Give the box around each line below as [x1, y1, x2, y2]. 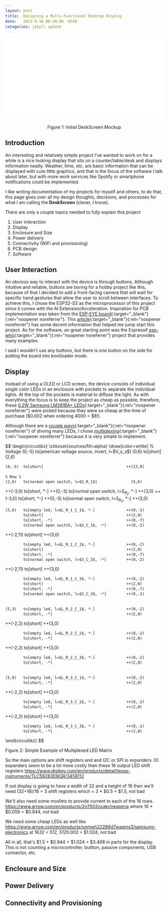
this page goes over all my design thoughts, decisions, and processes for [5, 194, 156, 200]
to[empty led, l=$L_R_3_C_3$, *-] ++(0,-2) [23, 724, 144, 729]
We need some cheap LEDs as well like [5, 819, 86, 825]
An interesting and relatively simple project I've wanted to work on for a [5, 152, 153, 158]
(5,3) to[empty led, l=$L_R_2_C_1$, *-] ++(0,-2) [5, 607, 144, 612]
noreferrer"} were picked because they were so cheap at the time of [5, 408, 146, 414]
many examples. [5, 338, 39, 344]
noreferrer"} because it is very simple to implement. [39, 433, 147, 439]
